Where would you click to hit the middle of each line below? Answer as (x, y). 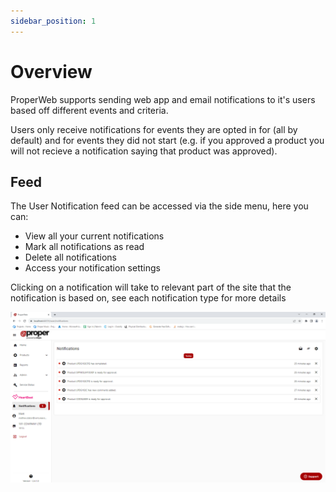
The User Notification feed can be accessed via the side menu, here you (159, 206)
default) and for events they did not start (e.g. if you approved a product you (167, 140)
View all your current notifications (94, 236)
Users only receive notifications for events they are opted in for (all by (154, 129)
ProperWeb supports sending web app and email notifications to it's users (163, 99)
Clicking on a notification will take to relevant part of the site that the (151, 287)
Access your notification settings (92, 268)
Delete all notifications (70, 257)
